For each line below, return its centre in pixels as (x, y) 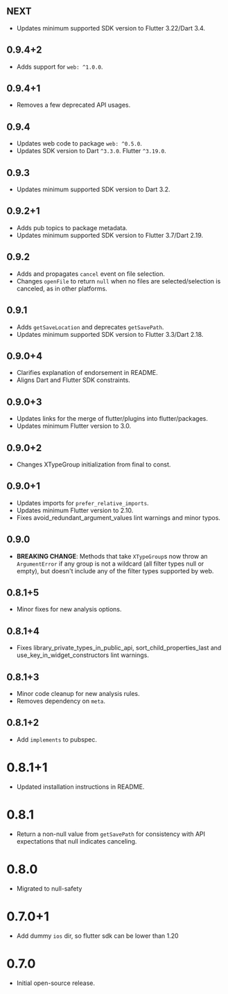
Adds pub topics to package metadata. (72, 227)
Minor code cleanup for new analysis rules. (78, 694)
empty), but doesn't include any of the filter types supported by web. (115, 570)
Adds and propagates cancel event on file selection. (91, 274)
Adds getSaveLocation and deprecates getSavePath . (90, 327)
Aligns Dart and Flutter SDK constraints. (73, 380)
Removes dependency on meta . (61, 701)
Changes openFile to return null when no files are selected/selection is (119, 281)
